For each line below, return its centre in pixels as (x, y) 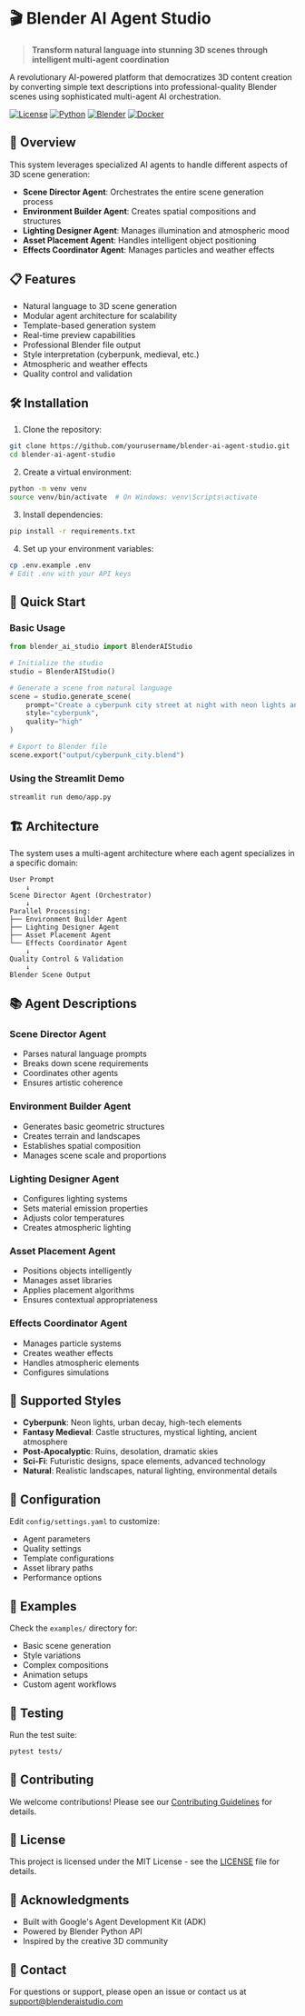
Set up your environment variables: (88, 548)
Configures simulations (66, 1372)
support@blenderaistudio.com (66, 2001)
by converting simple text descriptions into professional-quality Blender (143, 86)
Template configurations (68, 1558)
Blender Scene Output (50, 974)
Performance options (62, 1578)
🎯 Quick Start (48, 602)
